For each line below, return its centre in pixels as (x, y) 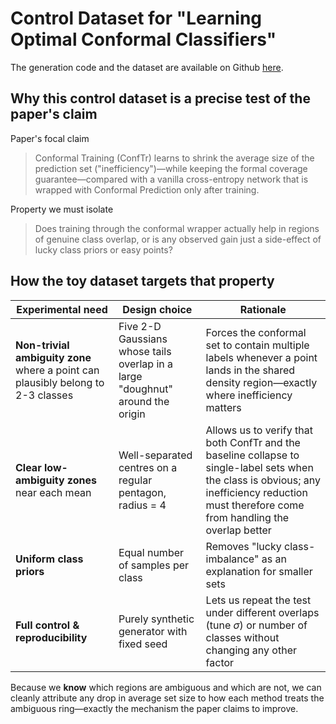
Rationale (263, 309)
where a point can (57, 370)
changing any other (251, 650)
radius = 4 (142, 505)
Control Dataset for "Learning (136, 18)
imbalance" (232, 559)
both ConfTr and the (253, 442)
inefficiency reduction (256, 492)
